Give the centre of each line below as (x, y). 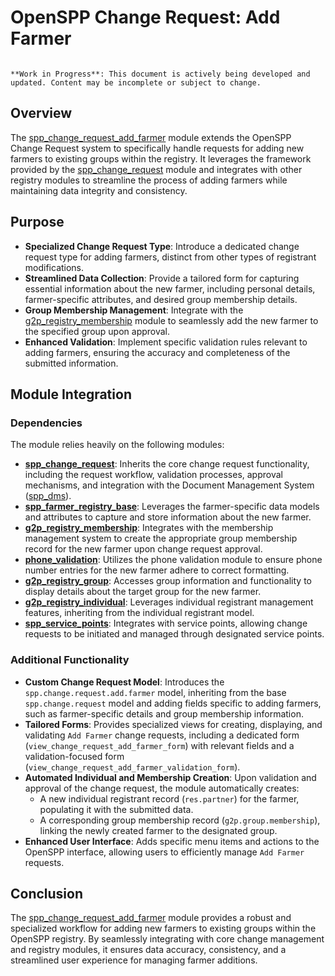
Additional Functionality (70, 660)
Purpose (37, 222)
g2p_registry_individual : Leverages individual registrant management (169, 602)
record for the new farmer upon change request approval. (143, 549)
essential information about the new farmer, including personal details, (170, 288)
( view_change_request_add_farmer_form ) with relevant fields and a (159, 745)
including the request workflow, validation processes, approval (153, 475)
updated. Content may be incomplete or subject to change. (136, 82)
